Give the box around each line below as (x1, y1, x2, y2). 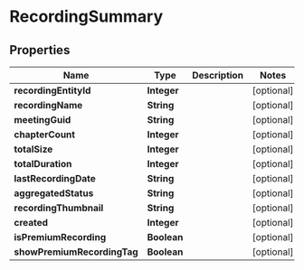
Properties (9, 42, 71, 58)
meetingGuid (14, 114, 71, 126)
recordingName (14, 99, 83, 111)
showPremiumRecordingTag (14, 246, 138, 258)
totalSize (14, 143, 53, 155)
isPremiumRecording (14, 231, 107, 243)
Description (191, 70, 244, 81)
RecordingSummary (9, 6, 164, 27)
